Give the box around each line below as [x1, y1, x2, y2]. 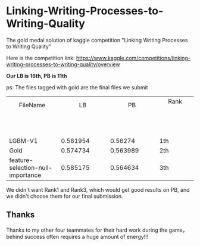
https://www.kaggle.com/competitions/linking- [76, 54, 190, 61]
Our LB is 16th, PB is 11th [6, 72, 67, 79]
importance [9, 171, 42, 179]
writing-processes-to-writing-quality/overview [6, 61, 120, 68]
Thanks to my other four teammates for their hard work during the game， [6, 226, 188, 233]
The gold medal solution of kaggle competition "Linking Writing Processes [6, 36, 188, 43]
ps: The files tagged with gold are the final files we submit [6, 83, 148, 91]
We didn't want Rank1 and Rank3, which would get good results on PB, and [6, 186, 190, 193]
